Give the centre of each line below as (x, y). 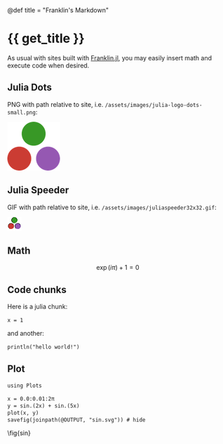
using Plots (25, 386)
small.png (22, 112)
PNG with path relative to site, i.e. (55, 104)
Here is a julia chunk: (38, 307)
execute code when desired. (48, 65)
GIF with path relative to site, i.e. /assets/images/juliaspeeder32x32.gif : (112, 207)
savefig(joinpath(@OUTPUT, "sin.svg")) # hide (76, 420)
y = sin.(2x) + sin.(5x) (43, 406)
